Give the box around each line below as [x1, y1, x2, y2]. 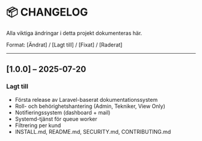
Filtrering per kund [14, 122, 61, 129]
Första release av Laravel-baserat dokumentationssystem [14, 96, 158, 103]
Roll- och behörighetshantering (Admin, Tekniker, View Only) [14, 102, 165, 110]
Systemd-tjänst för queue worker [14, 115, 97, 122]
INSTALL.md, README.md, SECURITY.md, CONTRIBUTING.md [14, 128, 171, 135]
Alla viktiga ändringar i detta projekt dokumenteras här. [6, 29, 142, 37]
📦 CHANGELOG [6, 5, 88, 19]
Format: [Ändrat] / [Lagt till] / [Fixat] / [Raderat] [6, 41, 123, 48]
